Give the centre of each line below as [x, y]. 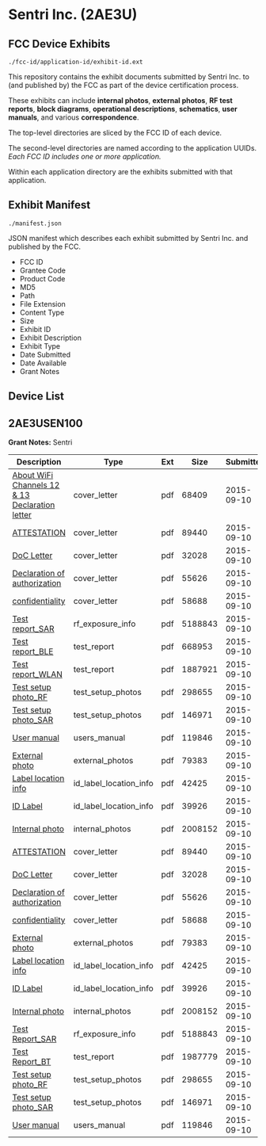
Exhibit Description [50, 338]
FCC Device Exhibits [59, 44]
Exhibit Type [40, 346]
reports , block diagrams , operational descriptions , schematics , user [123, 109]
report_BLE [33, 651]
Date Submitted [45, 354]
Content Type [42, 312]
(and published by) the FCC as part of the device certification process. [123, 85]
